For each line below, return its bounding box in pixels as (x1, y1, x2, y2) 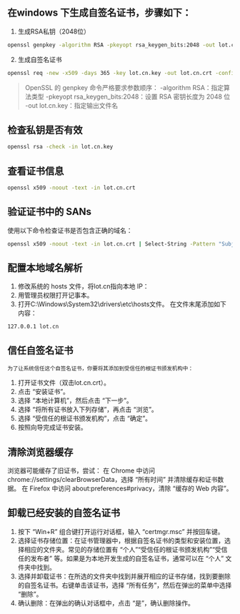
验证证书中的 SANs (7, 206, 91, 218)
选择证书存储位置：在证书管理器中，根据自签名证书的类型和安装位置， (17, 536, 225, 545)
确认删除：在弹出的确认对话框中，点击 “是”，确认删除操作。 (17, 598, 195, 607)
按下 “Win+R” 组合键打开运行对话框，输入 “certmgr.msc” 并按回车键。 (17, 527, 224, 535)
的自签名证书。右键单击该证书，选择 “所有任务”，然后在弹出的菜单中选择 (17, 580, 232, 589)
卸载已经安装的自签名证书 (7, 507, 120, 519)
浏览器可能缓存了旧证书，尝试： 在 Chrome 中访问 (7, 466, 156, 475)
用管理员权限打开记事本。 (17, 291, 94, 300)
